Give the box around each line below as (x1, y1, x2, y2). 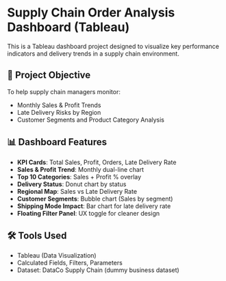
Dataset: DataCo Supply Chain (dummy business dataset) (16, 266, 179, 274)
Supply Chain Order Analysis (7, 5, 175, 21)
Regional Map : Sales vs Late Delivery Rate (16, 187, 138, 195)
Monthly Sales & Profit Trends (16, 101, 101, 109)
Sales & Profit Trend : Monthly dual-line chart (16, 165, 145, 173)
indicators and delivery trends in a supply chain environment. (7, 49, 179, 58)
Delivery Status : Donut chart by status (16, 180, 127, 188)
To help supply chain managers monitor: (7, 87, 121, 95)
